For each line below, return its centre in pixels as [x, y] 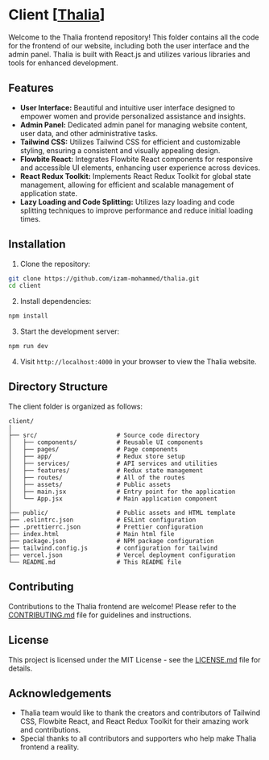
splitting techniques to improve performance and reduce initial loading [137, 210]
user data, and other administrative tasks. [89, 133]
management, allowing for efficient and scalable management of [127, 185]
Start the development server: [70, 331]
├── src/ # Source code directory [104, 435]
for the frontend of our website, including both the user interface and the [129, 45]
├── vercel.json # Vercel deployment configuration [122, 555]
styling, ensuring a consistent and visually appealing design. [120, 150]
